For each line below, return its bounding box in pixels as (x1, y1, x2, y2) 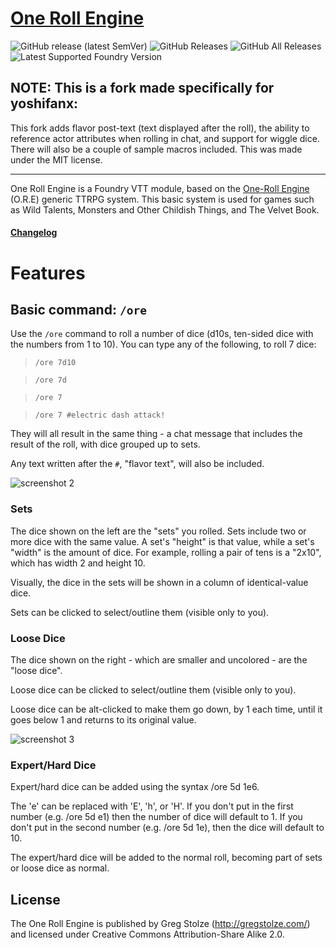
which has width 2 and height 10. (10, 557, 146, 569)
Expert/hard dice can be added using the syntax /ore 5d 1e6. (10, 781, 260, 793)
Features (10, 262, 86, 284)
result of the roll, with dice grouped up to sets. (10, 438, 201, 451)
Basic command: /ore (10, 301, 147, 318)
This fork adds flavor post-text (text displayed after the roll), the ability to (10, 122, 310, 134)
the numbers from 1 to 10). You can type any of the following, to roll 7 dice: (10, 338, 317, 351)
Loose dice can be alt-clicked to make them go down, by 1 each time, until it (10, 703, 323, 715)
